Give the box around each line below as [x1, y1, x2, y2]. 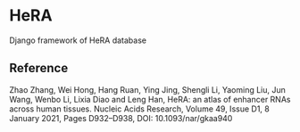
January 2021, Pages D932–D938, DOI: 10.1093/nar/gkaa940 [9, 112, 233, 123]
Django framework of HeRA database [9, 35, 147, 45]
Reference [9, 61, 69, 76]
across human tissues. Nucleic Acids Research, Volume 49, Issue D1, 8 [9, 103, 270, 114]
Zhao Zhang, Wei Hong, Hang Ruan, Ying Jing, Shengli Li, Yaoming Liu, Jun [9, 84, 286, 95]
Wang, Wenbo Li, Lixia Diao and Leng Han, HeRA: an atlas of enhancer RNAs [9, 94, 291, 104]
